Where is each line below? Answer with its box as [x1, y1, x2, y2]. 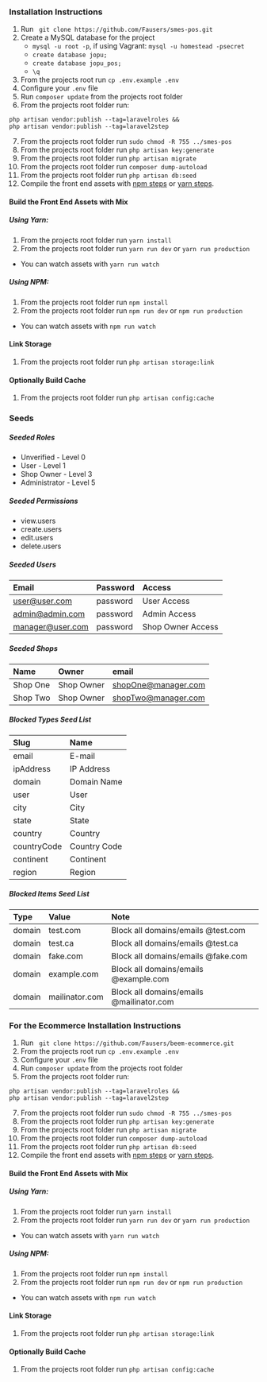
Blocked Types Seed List [9, 714, 92, 724]
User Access [142, 595, 190, 606]
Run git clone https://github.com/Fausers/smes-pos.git [20, 25, 213, 34]
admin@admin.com [13, 609, 86, 620]
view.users [20, 516, 56, 526]
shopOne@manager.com [112, 679, 206, 691]
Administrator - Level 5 [20, 478, 96, 487]
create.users [20, 525, 63, 534]
